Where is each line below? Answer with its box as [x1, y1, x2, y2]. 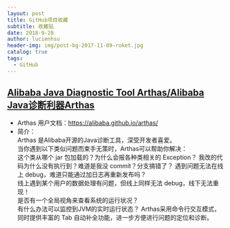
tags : [7, 55, 23, 62]
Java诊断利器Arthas [7, 99, 95, 111]
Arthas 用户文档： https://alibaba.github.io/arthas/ [17, 118, 159, 127]
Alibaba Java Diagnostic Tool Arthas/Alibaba [7, 87, 204, 99]
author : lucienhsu [7, 36, 60, 43]
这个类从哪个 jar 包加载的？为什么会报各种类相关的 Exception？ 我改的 [17, 153, 218, 162]
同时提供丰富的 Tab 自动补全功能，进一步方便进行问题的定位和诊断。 [17, 214, 213, 222]
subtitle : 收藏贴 [7, 23, 54, 30]
